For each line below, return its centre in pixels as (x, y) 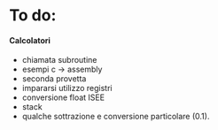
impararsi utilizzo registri (67, 88)
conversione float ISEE (63, 97)
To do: (33, 15)
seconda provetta (54, 79)
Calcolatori (30, 40)
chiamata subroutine (59, 60)
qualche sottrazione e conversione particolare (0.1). (116, 117)
